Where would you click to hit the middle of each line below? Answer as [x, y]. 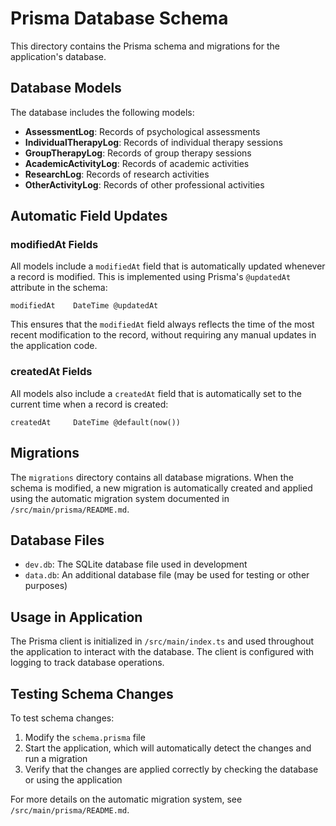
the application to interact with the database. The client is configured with [162, 652]
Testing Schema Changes [92, 693]
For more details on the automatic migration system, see [126, 799]
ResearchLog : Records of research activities [117, 174]
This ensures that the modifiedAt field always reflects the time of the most [162, 324]
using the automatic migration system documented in [120, 498]
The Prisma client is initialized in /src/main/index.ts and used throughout [162, 641]
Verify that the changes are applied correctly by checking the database [171, 769]
